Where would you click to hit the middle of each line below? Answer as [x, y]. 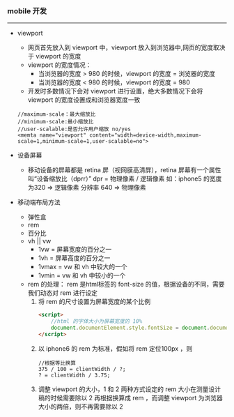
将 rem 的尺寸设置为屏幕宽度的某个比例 [94, 302]
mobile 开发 [27, 10]
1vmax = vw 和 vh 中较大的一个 [83, 267]
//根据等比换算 [57, 363]
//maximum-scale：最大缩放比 [56, 114]
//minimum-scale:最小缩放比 [55, 122]
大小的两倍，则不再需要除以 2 [80, 407]
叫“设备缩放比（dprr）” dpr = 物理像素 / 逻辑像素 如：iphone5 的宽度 [125, 179]
